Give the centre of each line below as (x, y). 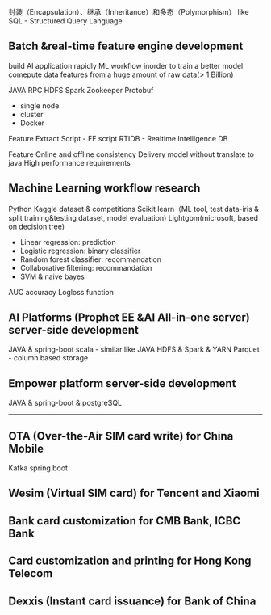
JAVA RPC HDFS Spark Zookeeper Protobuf (81, 90)
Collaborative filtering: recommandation (86, 267)
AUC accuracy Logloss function (61, 292)
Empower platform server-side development (122, 383)
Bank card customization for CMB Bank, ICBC (125, 521)
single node (40, 105)
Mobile (26, 448)
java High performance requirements (69, 162)
